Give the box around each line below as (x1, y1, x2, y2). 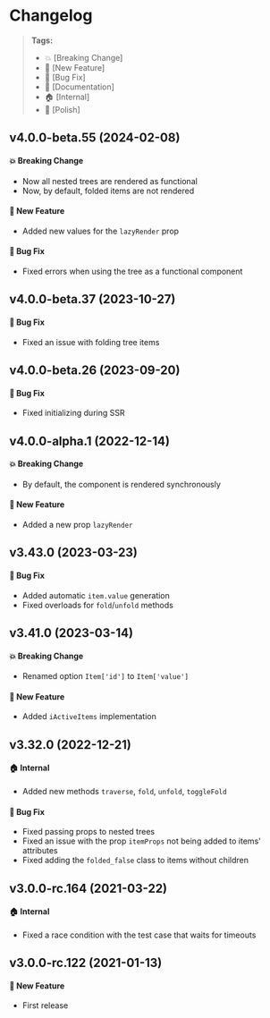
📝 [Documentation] (44, 81, 114, 92)
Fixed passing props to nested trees (21, 827, 155, 837)
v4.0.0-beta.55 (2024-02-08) (9, 131, 181, 146)
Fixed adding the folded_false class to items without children (21, 855, 249, 866)
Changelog (9, 5, 93, 26)
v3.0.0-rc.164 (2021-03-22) (9, 880, 168, 895)
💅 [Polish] (44, 104, 80, 115)
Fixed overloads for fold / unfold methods (21, 599, 174, 610)
